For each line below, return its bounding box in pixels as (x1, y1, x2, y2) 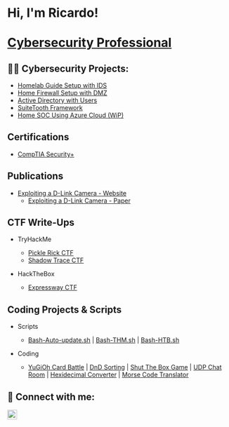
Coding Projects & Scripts (7, 304, 122, 316)
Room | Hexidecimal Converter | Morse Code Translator (27, 370, 189, 379)
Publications (7, 170, 64, 182)
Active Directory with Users (17, 96, 98, 104)
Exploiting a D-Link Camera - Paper (27, 196, 131, 205)
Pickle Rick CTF (27, 249, 74, 257)
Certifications (7, 131, 70, 143)
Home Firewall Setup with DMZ (17, 89, 107, 97)
